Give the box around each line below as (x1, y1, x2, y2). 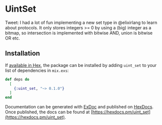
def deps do (5, 77, 29, 82)
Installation (5, 49, 40, 58)
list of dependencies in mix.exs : (5, 67, 69, 73)
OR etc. (5, 35, 21, 41)
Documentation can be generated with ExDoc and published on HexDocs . (5, 104, 154, 110)
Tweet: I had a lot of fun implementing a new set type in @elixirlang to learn (5, 20, 158, 25)
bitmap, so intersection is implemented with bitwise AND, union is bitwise (5, 30, 153, 36)
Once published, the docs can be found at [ (5, 109, 93, 115)
